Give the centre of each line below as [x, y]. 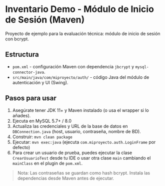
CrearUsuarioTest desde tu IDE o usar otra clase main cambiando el [81, 158]
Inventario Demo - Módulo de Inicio [79, 9]
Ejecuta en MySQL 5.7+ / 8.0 [42, 121]
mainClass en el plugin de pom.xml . [47, 163]
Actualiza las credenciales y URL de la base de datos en [70, 126]
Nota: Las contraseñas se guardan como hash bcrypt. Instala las [84, 173]
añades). [21, 115]
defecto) [21, 147]
